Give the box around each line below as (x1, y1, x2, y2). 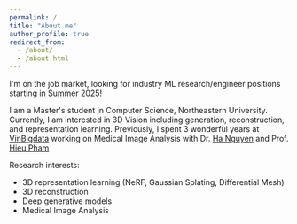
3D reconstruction (21, 187, 89, 197)
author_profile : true (9, 29, 90, 38)
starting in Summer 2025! (9, 88, 103, 98)
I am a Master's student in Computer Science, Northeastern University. (9, 105, 268, 115)
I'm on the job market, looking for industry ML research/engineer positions (9, 79, 281, 89)
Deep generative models (21, 196, 113, 206)
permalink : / (9, 12, 58, 22)
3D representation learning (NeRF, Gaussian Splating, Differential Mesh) (21, 177, 285, 187)
